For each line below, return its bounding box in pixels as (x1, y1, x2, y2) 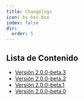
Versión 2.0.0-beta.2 (14, 75, 67, 82)
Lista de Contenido (6, 53, 79, 63)
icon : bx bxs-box (6, 14, 50, 20)
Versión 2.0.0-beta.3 (14, 68, 66, 76)
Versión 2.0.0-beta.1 (14, 81, 65, 88)
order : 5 (11, 31, 34, 37)
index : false (6, 20, 39, 26)
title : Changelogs (6, 8, 52, 15)
